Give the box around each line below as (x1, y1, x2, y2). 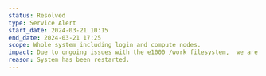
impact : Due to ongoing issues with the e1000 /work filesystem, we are (8, 48, 259, 56)
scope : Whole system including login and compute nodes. (8, 41, 201, 49)
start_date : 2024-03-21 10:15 (8, 26, 109, 34)
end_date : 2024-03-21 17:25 (8, 33, 102, 42)
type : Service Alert (8, 19, 77, 27)
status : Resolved (8, 11, 66, 20)
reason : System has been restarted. (8, 56, 130, 64)
